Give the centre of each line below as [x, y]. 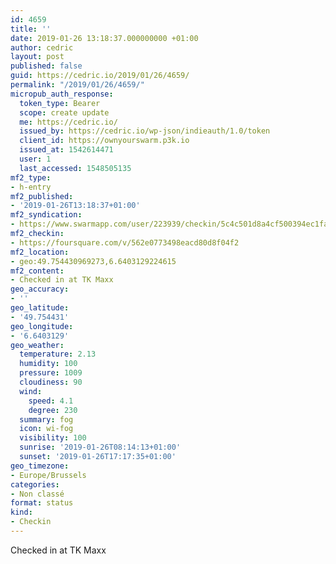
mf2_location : [40, 252]
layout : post [37, 57]
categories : [35, 484]
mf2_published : [42, 196]
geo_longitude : [42, 326]
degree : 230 [53, 410]
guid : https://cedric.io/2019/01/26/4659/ [100, 76]
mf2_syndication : [46, 215]
